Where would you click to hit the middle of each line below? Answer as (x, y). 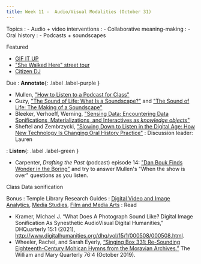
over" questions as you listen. (52, 175)
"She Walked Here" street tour (52, 65)
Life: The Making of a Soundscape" (59, 107)
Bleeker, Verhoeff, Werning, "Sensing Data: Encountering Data (92, 113)
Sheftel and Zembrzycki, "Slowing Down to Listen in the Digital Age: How (105, 126)
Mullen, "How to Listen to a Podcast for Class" (72, 94)
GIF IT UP (27, 58)
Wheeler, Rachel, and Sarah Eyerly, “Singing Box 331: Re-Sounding (97, 242)
